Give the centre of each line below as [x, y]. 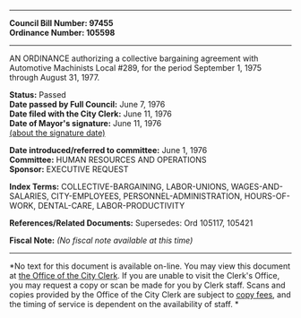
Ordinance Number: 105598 [62, 33]
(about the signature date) [57, 133]
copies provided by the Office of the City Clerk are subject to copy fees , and [150, 295]
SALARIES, [29, 196]
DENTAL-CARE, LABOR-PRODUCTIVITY [111, 206]
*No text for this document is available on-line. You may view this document [150, 266]
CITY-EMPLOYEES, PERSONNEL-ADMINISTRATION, [146, 196]
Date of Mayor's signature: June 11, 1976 [86, 123]
